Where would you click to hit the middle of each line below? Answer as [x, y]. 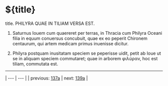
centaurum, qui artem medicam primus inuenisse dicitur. [70, 43]
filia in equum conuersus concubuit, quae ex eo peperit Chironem [80, 38]
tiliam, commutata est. [35, 64]
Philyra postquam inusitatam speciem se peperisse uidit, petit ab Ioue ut [87, 53]
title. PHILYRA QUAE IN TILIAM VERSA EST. [50, 23]
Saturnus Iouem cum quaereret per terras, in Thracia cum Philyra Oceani [87, 33]
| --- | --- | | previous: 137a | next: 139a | [46, 78]
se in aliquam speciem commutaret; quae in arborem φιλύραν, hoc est [85, 58]
